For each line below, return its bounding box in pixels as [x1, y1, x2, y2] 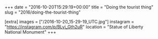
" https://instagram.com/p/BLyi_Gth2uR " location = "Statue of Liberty [4, 24, 144, 30]
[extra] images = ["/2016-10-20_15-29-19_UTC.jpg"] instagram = [4, 19, 134, 24]
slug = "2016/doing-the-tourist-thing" [4, 9, 81, 15]
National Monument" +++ [4, 29, 57, 35]
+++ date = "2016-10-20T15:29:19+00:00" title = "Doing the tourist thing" [4, 4, 154, 10]
